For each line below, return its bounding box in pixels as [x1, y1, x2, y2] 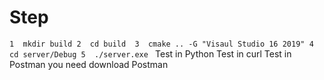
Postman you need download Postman [9, 58, 169, 70]
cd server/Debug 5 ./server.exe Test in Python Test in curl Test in [9, 47, 292, 60]
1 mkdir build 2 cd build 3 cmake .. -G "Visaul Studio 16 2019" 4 [9, 39, 314, 49]
